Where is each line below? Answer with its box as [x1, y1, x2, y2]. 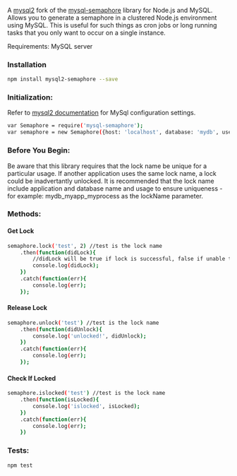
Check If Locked [7, 374, 56, 382]
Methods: [7, 209, 42, 219]
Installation [7, 59, 47, 69]
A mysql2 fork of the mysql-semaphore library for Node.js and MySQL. [7, 6, 213, 14]
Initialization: [7, 93, 53, 102]
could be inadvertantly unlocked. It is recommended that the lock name [7, 177, 214, 185]
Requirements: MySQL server [7, 42, 93, 50]
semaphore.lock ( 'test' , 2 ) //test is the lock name [7, 242, 162, 249]
